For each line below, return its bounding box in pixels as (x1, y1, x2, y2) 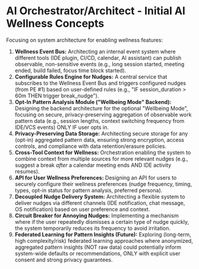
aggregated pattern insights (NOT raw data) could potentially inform (14, 243, 182, 251)
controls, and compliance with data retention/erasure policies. (14, 143, 167, 150)
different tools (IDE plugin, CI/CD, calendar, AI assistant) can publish (14, 54, 182, 61)
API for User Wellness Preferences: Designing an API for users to (14, 174, 177, 181)
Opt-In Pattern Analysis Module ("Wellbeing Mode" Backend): (14, 98, 172, 105)
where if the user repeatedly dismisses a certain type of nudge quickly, (14, 218, 189, 225)
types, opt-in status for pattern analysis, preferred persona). (14, 186, 163, 194)
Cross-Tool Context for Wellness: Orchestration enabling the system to (14, 148, 191, 156)
